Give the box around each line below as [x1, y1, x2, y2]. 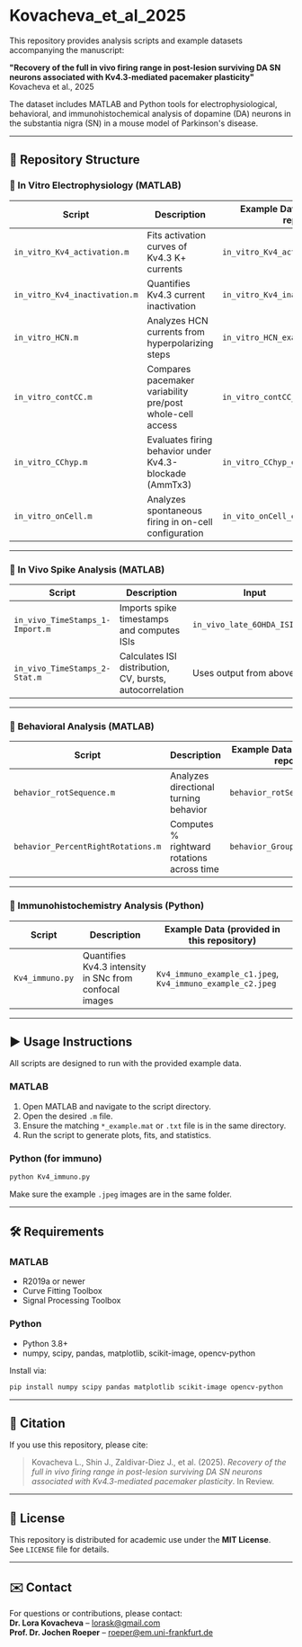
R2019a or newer [22, 1276, 85, 1286]
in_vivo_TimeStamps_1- [13, 615, 111, 625]
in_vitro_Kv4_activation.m [13, 246, 129, 257]
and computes [119, 624, 181, 637]
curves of [147, 240, 188, 253]
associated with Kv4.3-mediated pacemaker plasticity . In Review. [31, 1476, 275, 1487]
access [147, 419, 178, 432]
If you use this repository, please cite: [9, 1439, 148, 1450]
